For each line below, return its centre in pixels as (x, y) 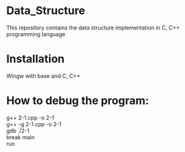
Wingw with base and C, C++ (43, 76)
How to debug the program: (78, 101)
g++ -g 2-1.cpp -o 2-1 (34, 124)
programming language (36, 34)
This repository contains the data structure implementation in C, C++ (93, 28)
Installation (36, 59)
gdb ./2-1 (18, 131)
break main (21, 137)
